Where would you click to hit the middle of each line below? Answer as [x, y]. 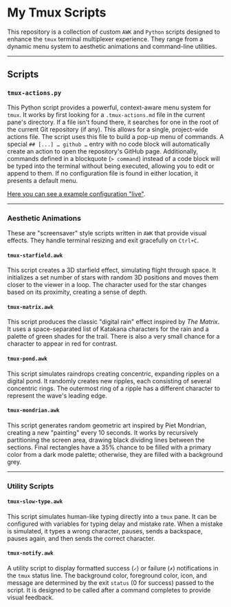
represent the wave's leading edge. [57, 395]
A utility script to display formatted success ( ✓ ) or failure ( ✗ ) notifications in [113, 568]
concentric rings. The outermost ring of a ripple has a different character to [114, 388]
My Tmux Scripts [57, 13]
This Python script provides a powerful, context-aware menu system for [109, 107]
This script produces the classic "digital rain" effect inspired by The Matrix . [113, 322]
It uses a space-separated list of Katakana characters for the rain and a [108, 329]
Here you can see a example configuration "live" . [76, 193]
